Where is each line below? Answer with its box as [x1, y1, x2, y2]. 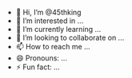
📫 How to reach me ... [15, 42, 90, 51]
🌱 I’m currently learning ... [15, 25, 102, 33]
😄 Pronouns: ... [15, 53, 68, 63]
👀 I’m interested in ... [15, 16, 84, 25]
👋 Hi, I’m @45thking [15, 8, 82, 17]
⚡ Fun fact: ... [15, 62, 60, 72]
